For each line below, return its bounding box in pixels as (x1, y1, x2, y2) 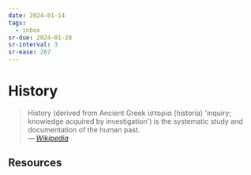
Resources (8, 156, 62, 169)
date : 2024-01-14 (8, 11, 66, 20)
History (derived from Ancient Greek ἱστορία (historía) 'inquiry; (27, 108, 231, 117)
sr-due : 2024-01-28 (8, 33, 73, 42)
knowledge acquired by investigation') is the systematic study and (27, 116, 243, 126)
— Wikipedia (27, 133, 69, 143)
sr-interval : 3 (8, 41, 58, 49)
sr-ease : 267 (8, 48, 51, 56)
